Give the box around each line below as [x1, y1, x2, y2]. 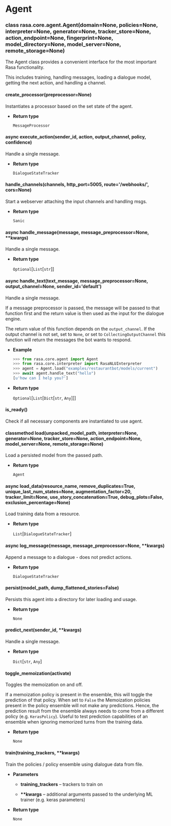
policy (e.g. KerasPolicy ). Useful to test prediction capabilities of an [5, 713, 148, 719]
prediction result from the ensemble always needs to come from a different [5, 708, 164, 714]
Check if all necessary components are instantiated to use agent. [5, 418, 143, 425]
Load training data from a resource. [5, 511, 81, 517]
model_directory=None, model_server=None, [5, 41, 122, 48]
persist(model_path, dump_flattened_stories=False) [5, 585, 119, 591]
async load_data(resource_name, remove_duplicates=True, [5, 483, 136, 489]
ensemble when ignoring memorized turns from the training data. [5, 719, 143, 725]
